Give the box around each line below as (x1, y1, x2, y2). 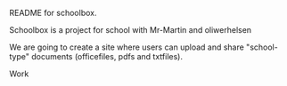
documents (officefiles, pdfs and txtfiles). (30, 51, 183, 61)
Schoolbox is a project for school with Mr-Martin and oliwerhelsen (9, 25, 252, 35)
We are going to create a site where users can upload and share (9, 42, 245, 52)
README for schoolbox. (9, 8, 97, 18)
